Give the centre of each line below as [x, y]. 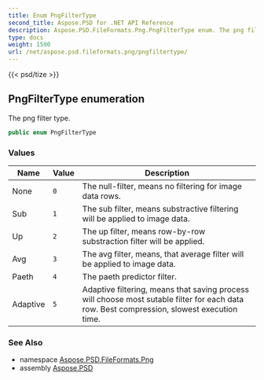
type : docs [26, 37]
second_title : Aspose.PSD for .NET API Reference [91, 23]
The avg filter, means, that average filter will [163, 254]
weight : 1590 [29, 45]
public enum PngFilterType [52, 132]
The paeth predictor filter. [129, 276]
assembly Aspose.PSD [56, 368]
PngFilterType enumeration [77, 99]
